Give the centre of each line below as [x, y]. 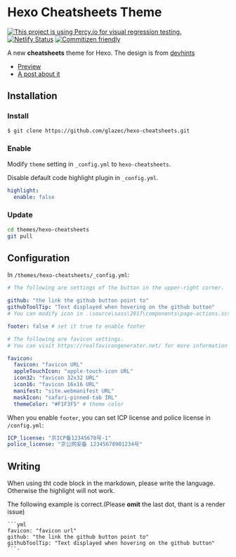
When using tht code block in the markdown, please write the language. [111, 483]
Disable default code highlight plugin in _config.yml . [83, 177]
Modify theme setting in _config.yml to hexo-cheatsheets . [89, 164]
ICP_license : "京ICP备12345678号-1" [59, 438]
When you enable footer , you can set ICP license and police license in [109, 417]
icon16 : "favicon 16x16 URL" [56, 385]
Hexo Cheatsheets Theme [85, 12]
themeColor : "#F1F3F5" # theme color [69, 404]
